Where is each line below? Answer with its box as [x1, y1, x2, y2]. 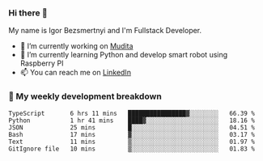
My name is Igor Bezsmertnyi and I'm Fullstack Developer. [8, 26, 202, 36]
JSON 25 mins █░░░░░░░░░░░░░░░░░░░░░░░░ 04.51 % [8, 123, 255, 132]
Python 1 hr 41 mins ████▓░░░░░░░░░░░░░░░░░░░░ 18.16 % [8, 117, 255, 125]
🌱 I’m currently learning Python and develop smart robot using [19, 50, 228, 60]
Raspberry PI [19, 58, 64, 68]
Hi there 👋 [8, 7, 49, 19]
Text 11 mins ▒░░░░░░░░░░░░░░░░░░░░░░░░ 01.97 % [8, 138, 255, 146]
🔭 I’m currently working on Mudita [19, 41, 134, 51]
